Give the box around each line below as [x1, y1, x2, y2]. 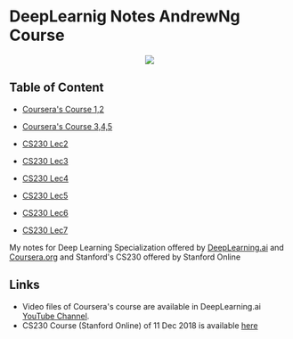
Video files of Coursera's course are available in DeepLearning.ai [21, 301, 261, 311]
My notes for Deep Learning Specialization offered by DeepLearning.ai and [9, 242, 285, 252]
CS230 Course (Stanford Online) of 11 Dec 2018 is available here [21, 319, 258, 331]
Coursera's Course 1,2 [21, 103, 105, 114]
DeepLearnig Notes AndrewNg [9, 6, 240, 27]
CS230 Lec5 [21, 190, 69, 201]
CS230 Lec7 [21, 225, 69, 236]
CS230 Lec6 [21, 207, 69, 218]
